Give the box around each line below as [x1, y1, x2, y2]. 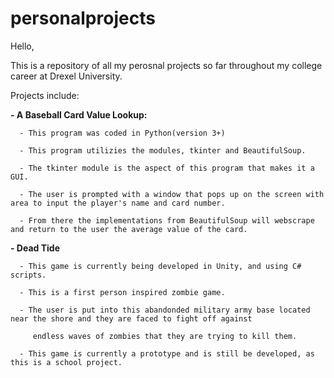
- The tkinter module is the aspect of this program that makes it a [19, 163, 315, 173]
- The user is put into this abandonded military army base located [19, 305, 311, 315]
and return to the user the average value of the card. [10, 224, 248, 234]
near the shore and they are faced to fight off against [10, 313, 253, 324]
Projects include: [10, 89, 80, 101]
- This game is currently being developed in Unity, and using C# [19, 261, 302, 271]
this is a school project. [10, 357, 123, 367]
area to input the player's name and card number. [10, 198, 226, 208]
